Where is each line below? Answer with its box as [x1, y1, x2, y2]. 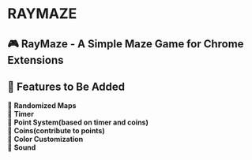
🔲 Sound [7, 143, 36, 152]
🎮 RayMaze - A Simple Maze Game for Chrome [7, 37, 244, 50]
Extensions [7, 53, 64, 67]
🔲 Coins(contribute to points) [7, 126, 105, 136]
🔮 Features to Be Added [7, 80, 126, 93]
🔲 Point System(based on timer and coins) [7, 117, 149, 127]
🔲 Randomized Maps [7, 101, 77, 110]
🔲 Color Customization [7, 135, 84, 144]
